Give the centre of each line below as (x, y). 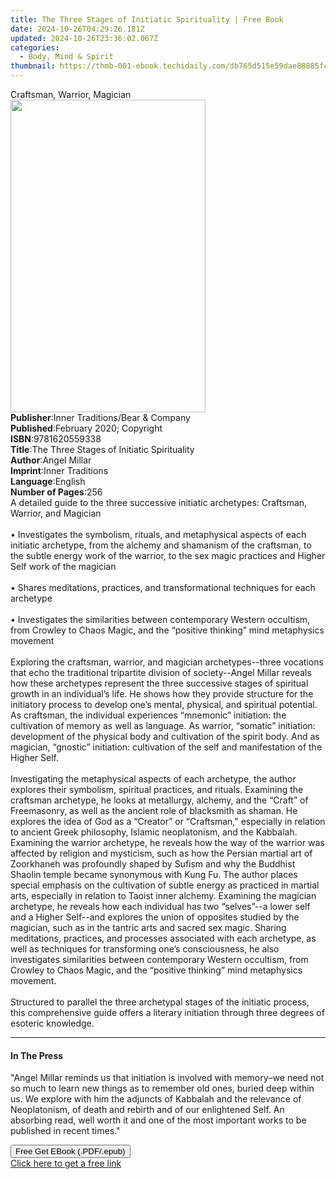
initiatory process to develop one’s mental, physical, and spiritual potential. (164, 704)
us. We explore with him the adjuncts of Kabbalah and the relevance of (156, 1099)
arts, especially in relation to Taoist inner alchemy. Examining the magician (163, 895)
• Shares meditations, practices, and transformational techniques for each (163, 587)
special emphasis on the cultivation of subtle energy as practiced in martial (165, 885)
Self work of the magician (63, 566)
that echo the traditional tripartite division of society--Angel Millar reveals (161, 672)
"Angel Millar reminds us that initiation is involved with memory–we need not (167, 1078)
